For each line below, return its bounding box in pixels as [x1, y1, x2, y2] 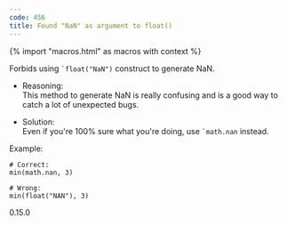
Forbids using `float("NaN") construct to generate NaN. [9, 63, 215, 74]
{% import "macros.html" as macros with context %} [9, 45, 202, 56]
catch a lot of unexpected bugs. [21, 99, 140, 109]
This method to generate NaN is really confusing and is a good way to [21, 90, 278, 100]
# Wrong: [9, 183, 42, 192]
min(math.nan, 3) [9, 168, 74, 177]
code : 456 [9, 12, 46, 22]
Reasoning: [21, 80, 64, 91]
